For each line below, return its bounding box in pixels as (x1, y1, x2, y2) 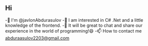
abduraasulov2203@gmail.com (5, 35, 70, 41)
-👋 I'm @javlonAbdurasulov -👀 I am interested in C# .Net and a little (5, 17, 144, 23)
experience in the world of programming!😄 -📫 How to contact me (5, 28, 142, 34)
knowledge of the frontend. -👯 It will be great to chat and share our (5, 22, 143, 28)
